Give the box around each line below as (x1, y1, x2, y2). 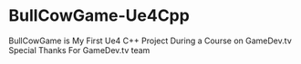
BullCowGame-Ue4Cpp (8, 5, 191, 26)
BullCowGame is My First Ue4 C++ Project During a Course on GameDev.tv (8, 35, 293, 46)
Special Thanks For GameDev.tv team (8, 44, 150, 55)
